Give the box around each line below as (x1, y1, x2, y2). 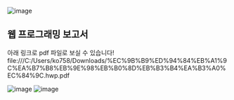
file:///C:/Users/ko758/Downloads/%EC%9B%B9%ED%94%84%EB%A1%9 (7, 56, 227, 64)
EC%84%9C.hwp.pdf (7, 71, 70, 80)
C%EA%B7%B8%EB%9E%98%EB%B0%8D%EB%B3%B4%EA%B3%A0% (7, 64, 226, 72)
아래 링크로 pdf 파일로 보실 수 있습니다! (7, 48, 115, 57)
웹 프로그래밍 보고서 (7, 29, 89, 41)
